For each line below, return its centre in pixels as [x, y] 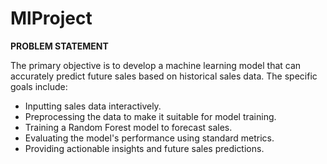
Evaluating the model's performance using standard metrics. [149, 138]
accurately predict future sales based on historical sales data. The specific [164, 76]
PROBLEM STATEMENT [59, 46]
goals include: [39, 86]
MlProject [51, 18]
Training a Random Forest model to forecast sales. [128, 127]
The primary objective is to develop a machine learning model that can [156, 65]
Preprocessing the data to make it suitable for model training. [150, 116]
